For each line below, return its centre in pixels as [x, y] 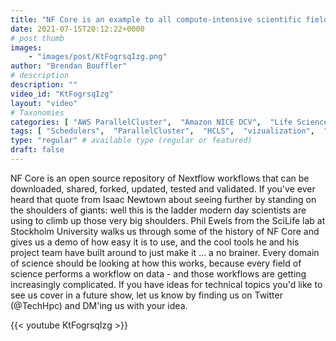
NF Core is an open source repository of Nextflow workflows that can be [160, 178]
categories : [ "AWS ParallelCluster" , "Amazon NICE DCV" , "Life [151, 122]
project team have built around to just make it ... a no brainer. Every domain [165, 252]
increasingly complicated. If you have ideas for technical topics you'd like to [166, 284]
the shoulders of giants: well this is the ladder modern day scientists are [158, 210]
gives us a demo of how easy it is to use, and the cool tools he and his [155, 242]
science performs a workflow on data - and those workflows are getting [158, 273]
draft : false [37, 150]
